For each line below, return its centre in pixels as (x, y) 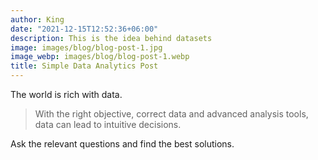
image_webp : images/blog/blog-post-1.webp (100, 57)
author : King (37, 19)
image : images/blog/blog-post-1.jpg (86, 47)
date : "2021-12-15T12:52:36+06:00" (84, 29)
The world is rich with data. (66, 94)
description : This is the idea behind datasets (111, 38)
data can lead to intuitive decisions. (108, 124)
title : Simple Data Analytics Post (84, 66)
